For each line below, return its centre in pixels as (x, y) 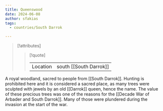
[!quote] (37, 55)
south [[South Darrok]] (83, 67)
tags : (11, 23)
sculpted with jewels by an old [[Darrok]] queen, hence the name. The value (81, 89)
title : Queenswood (24, 9)
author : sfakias (22, 18)
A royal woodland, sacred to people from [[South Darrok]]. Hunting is (75, 79)
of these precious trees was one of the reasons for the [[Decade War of (77, 94)
